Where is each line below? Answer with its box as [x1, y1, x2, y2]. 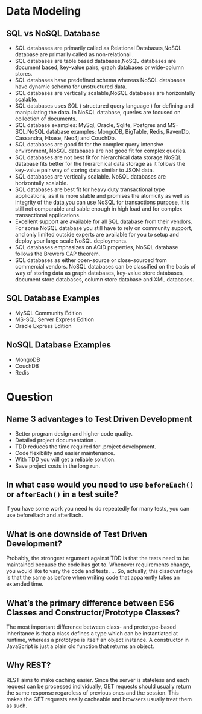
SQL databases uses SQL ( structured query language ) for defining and [14, 102, 194, 110]
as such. [6, 702, 28, 709]
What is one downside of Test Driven [6, 529, 148, 539]
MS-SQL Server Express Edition [14, 316, 95, 323]
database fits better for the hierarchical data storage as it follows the [14, 160, 186, 167]
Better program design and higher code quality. [14, 430, 133, 437]
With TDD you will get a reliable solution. [14, 456, 116, 463]
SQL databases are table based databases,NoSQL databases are [14, 57, 177, 64]
